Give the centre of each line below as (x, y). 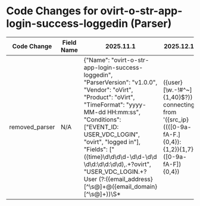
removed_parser (32, 127)
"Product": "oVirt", (109, 97)
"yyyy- (136, 104)
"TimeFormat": (104, 104)
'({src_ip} (176, 119)
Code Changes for (52, 11)
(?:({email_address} (126, 179)
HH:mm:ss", (124, 112)
